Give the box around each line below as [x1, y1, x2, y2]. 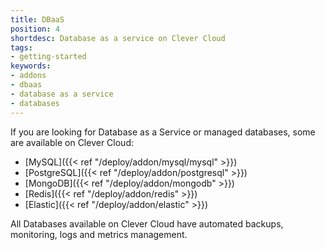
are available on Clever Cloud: [10, 136, 134, 148]
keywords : [10, 61, 52, 71]
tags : [10, 42, 33, 53]
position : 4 [10, 24, 60, 34]
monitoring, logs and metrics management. [10, 228, 188, 240]
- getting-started [10, 52, 87, 62]
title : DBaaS [10, 14, 65, 25]
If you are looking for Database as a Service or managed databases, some [10, 126, 316, 138]
